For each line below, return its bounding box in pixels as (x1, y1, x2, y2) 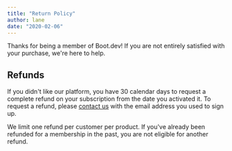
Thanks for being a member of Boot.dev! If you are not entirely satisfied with (7, 42, 225, 50)
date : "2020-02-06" (7, 23, 64, 30)
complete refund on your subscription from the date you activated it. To (7, 94, 211, 103)
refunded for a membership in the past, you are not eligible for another (7, 130, 209, 139)
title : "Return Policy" (7, 10, 76, 17)
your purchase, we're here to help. (7, 49, 106, 57)
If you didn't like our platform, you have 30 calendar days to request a (7, 88, 206, 96)
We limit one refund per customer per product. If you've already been (7, 123, 206, 131)
